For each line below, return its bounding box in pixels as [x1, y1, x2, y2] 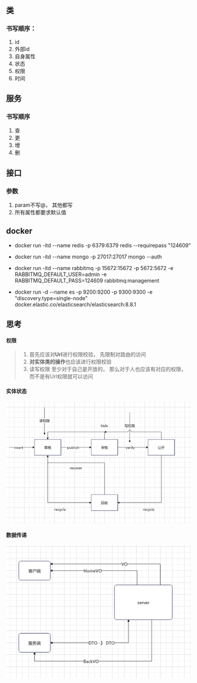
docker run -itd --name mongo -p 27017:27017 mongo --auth [14, 253, 162, 260]
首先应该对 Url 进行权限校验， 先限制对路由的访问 [29, 351, 147, 358]
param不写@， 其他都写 [14, 201, 73, 208]
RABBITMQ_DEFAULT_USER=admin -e [14, 271, 107, 278]
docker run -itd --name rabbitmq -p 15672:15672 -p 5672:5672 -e [14, 264, 174, 271]
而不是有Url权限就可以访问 [29, 373, 93, 380]
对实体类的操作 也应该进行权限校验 [29, 358, 112, 365]
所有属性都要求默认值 [14, 209, 66, 216]
